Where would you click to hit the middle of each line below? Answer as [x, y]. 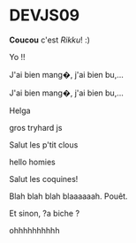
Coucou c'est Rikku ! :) [50, 40]
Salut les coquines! [44, 178]
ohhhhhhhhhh [34, 230]
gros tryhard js [36, 127]
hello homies [32, 162]
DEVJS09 [45, 15]
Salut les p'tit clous [44, 144]
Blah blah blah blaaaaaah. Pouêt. [68, 196]
